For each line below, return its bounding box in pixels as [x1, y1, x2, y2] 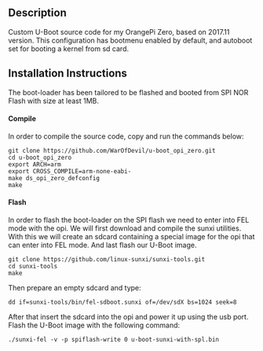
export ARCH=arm [8, 161, 61, 168]
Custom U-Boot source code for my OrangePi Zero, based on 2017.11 [8, 27, 230, 36]
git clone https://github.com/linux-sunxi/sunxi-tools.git [8, 256, 206, 264]
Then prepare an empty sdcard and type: [8, 283, 141, 293]
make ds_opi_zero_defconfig [8, 174, 100, 182]
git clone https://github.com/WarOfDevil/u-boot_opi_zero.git [8, 146, 216, 154]
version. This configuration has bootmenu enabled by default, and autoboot [8, 35, 253, 45]
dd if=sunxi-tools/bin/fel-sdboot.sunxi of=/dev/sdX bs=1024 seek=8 [8, 298, 237, 306]
